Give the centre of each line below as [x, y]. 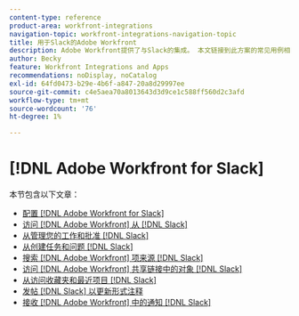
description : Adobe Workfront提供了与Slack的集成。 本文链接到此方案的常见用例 [147, 51]
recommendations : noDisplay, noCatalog [83, 76]
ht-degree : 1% [36, 117]
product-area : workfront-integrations [81, 26]
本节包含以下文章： [44, 194]
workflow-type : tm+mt [49, 100]
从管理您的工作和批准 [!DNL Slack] [85, 236]
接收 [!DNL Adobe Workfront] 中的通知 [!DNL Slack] [117, 303]
